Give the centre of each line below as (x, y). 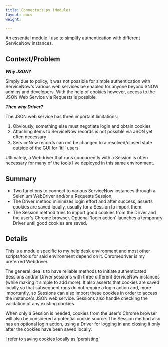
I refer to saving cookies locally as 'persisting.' (53, 339)
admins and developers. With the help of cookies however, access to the (80, 92)
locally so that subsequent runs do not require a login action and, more (78, 287)
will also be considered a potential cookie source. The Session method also (83, 318)
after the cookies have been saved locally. (49, 329)
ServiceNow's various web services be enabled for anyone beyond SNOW (82, 87)
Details (16, 239)
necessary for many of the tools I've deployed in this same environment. (80, 163)
